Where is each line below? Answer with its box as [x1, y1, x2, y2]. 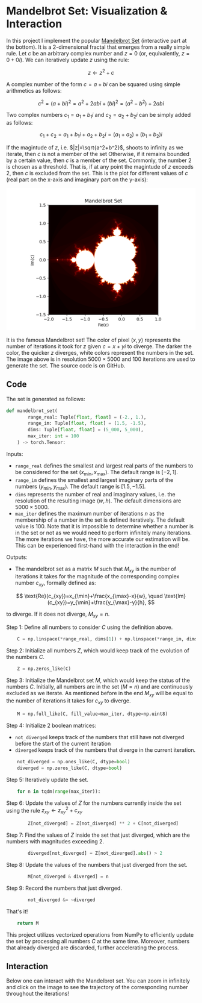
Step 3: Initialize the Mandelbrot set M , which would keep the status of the [6, 676, 191, 684]
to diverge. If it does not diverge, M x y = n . [6, 610, 110, 619]
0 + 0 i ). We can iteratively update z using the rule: [6, 56, 130, 63]
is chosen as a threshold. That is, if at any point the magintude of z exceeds [6, 163, 194, 170]
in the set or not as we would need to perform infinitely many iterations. [14, 529, 192, 536]
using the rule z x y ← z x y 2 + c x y [6, 805, 83, 816]
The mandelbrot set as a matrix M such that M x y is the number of [14, 565, 176, 573]
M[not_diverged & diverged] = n [28, 873, 109, 880]
